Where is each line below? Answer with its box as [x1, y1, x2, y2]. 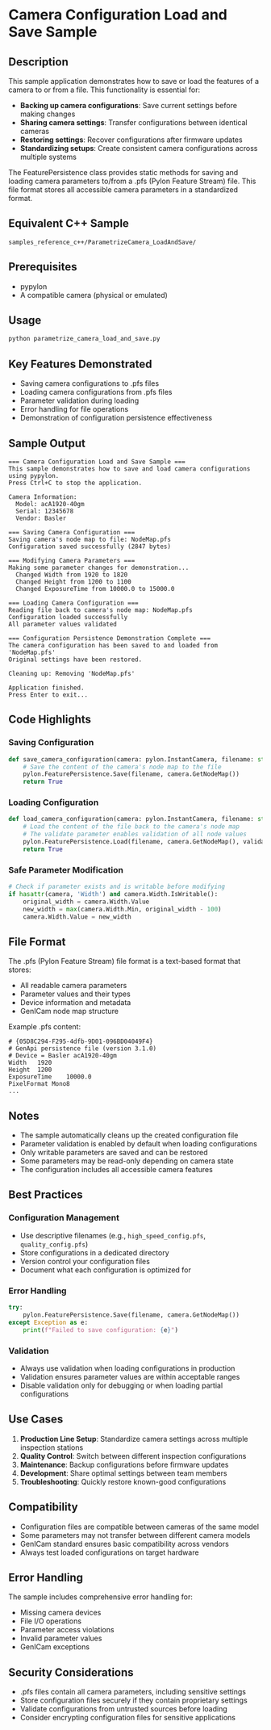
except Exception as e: [8, 1318, 89, 1326]
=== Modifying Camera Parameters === [8, 556, 135, 564]
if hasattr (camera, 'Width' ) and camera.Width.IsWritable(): [8, 890, 219, 898]
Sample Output [8, 436, 86, 450]
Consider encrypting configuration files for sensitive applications [19, 1713, 236, 1723]
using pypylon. [8, 471, 60, 480]
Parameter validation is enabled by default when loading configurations [19, 1139, 258, 1149]
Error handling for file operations [19, 404, 129, 414]
